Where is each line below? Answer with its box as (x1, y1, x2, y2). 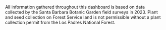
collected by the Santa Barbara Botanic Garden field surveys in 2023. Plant (5, 9, 158, 15)
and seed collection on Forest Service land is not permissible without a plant (5, 15, 161, 20)
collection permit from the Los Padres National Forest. (5, 19, 115, 25)
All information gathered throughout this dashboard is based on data (5, 4, 145, 10)
